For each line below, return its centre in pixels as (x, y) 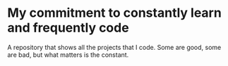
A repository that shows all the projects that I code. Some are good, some (114, 47)
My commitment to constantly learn (115, 13)
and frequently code (68, 28)
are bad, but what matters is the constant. (68, 55)
